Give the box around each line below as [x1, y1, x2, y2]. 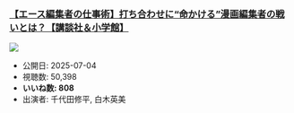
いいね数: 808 [22, 83, 74, 93]
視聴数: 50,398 [22, 72, 78, 83]
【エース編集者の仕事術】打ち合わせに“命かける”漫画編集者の [9, 7, 276, 20]
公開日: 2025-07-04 [22, 60, 97, 71]
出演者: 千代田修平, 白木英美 [22, 94, 126, 105]
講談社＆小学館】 [55, 21, 129, 33]
